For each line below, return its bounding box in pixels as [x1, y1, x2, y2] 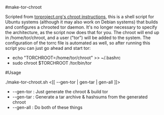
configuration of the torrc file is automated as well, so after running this [5, 40, 150, 46]
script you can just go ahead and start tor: [5, 45, 91, 51]
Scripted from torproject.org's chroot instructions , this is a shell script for [5, 14, 155, 19]
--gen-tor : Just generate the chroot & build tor [12, 89, 108, 94]
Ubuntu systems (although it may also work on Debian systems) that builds [5, 19, 159, 25]
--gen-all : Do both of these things [12, 105, 83, 110]
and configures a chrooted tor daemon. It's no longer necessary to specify [5, 24, 158, 30]
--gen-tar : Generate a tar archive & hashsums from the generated [12, 94, 148, 100]
